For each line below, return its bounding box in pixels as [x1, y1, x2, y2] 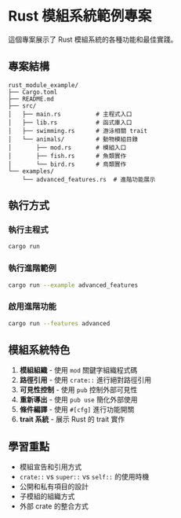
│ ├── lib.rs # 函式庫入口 [8, 119, 132, 127]
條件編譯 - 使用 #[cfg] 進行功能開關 [19, 405, 135, 414]
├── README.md [8, 95, 55, 103]
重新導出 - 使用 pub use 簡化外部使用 [19, 395, 139, 405]
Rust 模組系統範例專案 [8, 7, 152, 25]
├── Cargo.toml [8, 88, 58, 96]
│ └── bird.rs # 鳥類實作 [8, 160, 127, 168]
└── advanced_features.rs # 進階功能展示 [22, 175, 156, 183]
